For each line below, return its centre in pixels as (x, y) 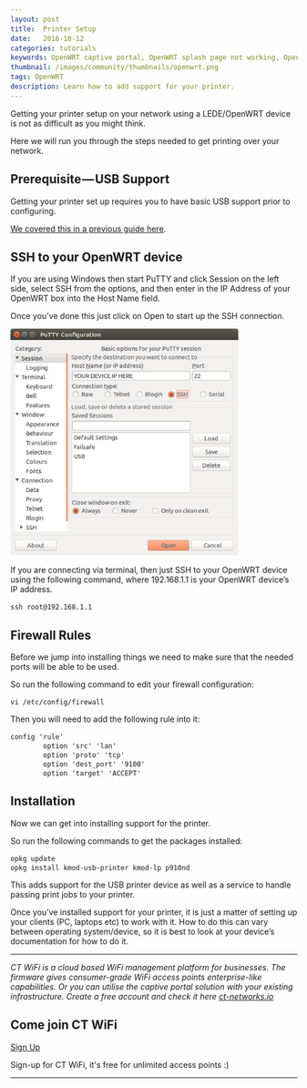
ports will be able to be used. (65, 667)
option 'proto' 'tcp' (84, 755)
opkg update (33, 858)
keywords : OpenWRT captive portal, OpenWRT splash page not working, (145, 58)
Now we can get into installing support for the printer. (111, 823)
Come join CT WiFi (64, 1025)
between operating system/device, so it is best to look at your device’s (143, 931)
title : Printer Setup (53, 29)
